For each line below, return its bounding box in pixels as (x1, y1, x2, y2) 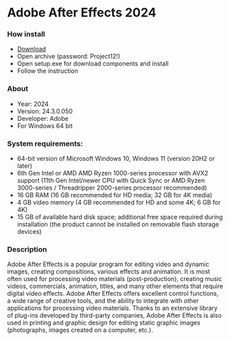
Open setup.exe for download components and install (16, 60, 169, 68)
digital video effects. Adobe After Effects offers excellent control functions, (7, 289, 219, 298)
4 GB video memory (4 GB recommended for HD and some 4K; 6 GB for (16, 198, 221, 207)
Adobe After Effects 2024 (7, 5, 157, 21)
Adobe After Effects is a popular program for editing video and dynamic (7, 260, 209, 269)
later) (16, 162, 33, 170)
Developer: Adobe (16, 114, 69, 122)
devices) (16, 228, 43, 236)
